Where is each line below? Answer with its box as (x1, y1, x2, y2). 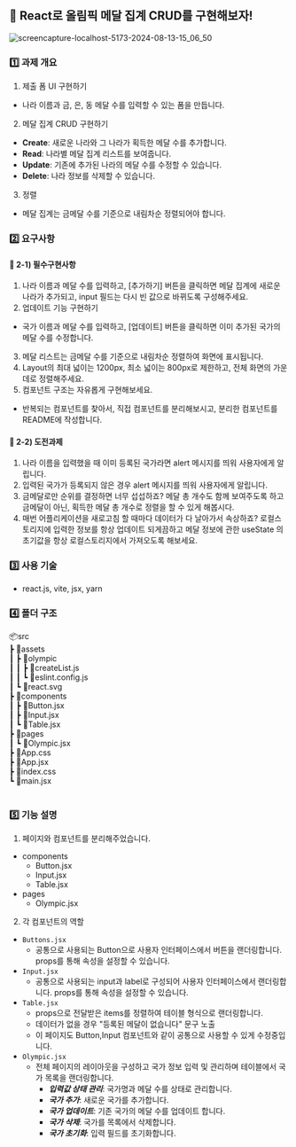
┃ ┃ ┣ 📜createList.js (9, 663, 80, 674)
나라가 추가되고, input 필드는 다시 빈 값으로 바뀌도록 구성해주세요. (21, 292, 249, 302)
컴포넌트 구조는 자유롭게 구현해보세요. (21, 385, 153, 395)
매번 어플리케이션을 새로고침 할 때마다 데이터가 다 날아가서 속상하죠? (21, 513, 259, 524)
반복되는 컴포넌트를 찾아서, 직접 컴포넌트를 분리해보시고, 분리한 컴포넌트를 (21, 403, 278, 414)
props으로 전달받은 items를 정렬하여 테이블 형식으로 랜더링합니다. (35, 1008, 263, 1018)
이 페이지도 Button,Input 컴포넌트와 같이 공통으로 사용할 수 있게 (35, 1030, 255, 1041)
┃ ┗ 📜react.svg (9, 682, 63, 692)
